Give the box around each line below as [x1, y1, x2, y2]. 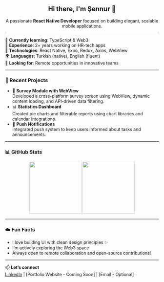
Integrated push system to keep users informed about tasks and [12, 127, 142, 132]
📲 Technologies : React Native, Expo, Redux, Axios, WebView [5, 47, 128, 53]
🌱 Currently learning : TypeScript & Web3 [5, 37, 89, 43]
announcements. [12, 131, 46, 137]
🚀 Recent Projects [5, 77, 48, 84]
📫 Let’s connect [5, 264, 40, 270]
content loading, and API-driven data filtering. [12, 98, 104, 104]
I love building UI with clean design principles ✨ [12, 239, 108, 245]
